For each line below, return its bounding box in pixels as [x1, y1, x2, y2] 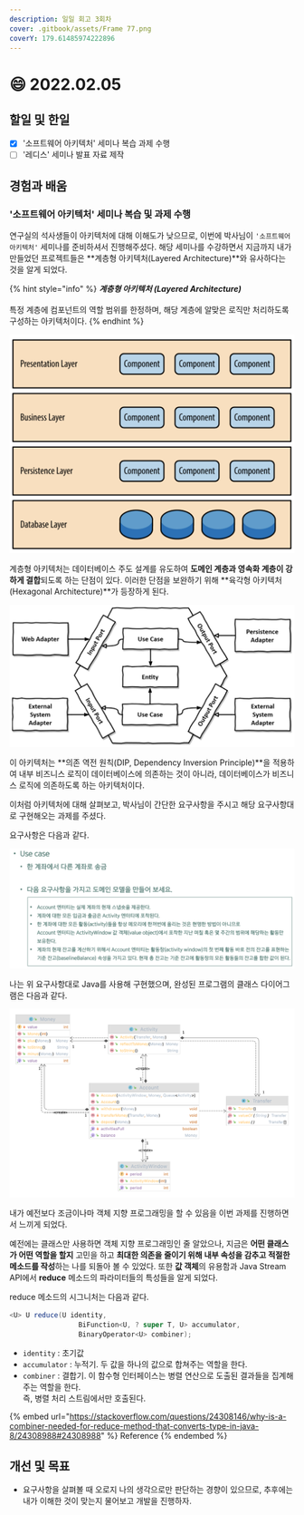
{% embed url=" [9, 1411, 71, 1422]
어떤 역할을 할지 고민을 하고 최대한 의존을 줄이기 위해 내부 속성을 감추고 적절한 [18, 1249, 290, 1260]
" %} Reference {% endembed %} [100, 1430, 228, 1441]
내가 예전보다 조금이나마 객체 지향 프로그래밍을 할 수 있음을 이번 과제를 [9, 1207, 258, 1219]
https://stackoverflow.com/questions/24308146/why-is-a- [69, 1411, 287, 1422]
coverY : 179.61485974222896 [9, 34, 116, 43]
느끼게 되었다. [18, 1219, 68, 1229]
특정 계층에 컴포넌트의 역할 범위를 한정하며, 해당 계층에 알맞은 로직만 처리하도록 [9, 305, 290, 316]
